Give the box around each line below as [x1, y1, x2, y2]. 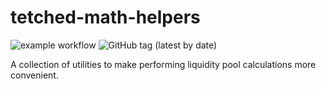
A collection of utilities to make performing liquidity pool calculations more [10, 58, 317, 70]
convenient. [10, 69, 59, 81]
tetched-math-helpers [10, 6, 201, 29]
